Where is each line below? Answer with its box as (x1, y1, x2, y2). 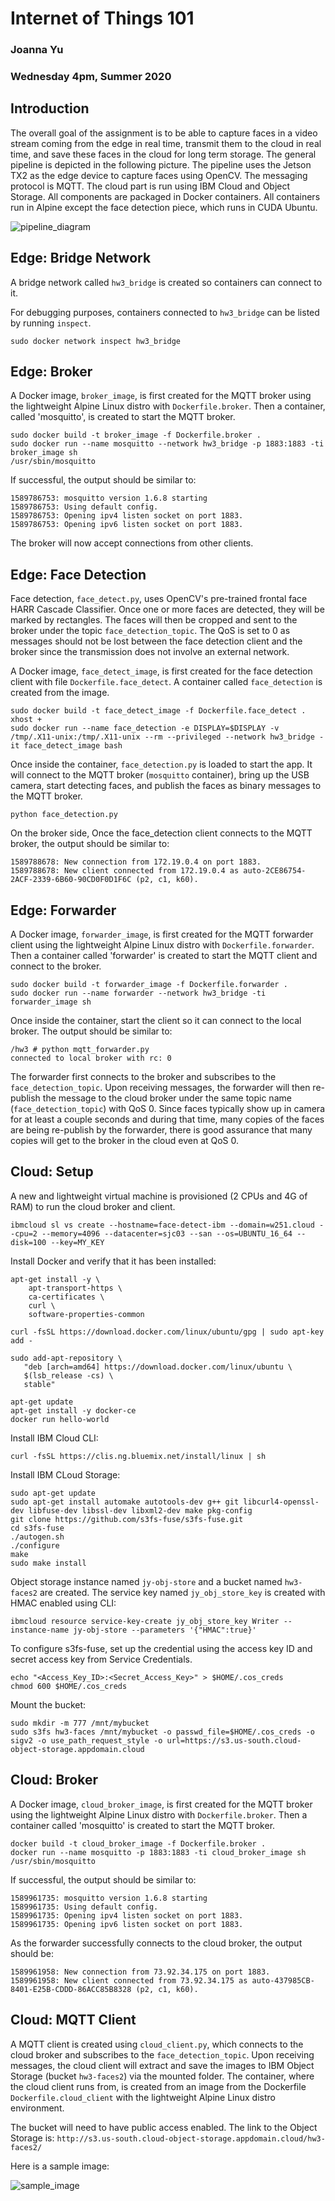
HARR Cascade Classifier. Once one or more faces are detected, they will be (10, 603, 325, 616)
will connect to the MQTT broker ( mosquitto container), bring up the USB (10, 769, 310, 781)
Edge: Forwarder (10, 902, 117, 919)
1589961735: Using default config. (10, 1902, 159, 1912)
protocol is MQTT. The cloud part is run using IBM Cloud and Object (10, 180, 291, 192)
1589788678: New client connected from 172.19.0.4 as (10, 866, 240, 876)
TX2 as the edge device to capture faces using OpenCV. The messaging (10, 169, 308, 181)
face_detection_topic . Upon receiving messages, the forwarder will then (10, 1082, 311, 1094)
